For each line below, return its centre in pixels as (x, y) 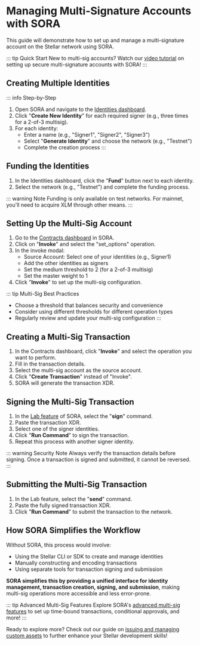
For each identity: (36, 128)
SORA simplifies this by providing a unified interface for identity (87, 580)
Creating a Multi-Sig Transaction (68, 337)
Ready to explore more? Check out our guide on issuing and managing (93, 629)
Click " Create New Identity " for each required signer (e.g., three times (101, 115)
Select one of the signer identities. (57, 429)
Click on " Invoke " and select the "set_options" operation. (85, 244)
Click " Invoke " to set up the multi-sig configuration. (78, 282)
